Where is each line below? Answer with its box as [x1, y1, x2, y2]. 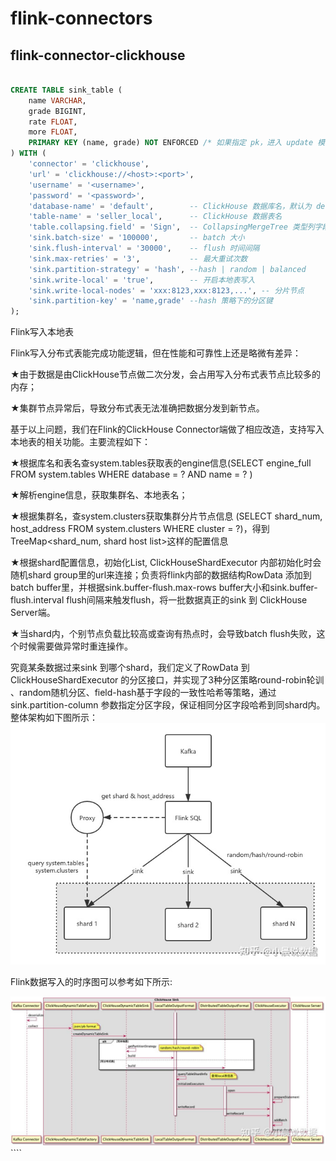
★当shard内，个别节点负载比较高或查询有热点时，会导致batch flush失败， [10, 628, 317, 640]
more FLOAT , [28, 127, 78, 137]
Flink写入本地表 [10, 326, 75, 338]
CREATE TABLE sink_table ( [10, 85, 123, 95]
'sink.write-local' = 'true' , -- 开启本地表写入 [28, 275, 256, 285]
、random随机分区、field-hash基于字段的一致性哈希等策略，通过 [10, 687, 277, 699]
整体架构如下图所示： [10, 712, 98, 724]
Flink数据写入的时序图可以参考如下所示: [10, 975, 173, 987]
